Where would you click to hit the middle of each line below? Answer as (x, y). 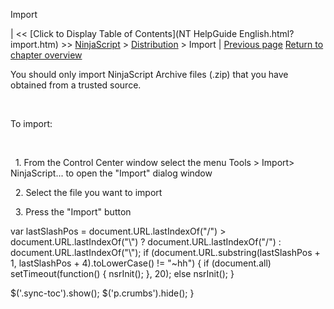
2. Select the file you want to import (88, 192)
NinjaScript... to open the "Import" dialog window (111, 173)
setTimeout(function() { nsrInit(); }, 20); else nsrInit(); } (122, 273)
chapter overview (46, 55)
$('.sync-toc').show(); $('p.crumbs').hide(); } (102, 293)
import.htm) (34, 44)
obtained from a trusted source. (76, 85)
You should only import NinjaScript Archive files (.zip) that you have (149, 74)
